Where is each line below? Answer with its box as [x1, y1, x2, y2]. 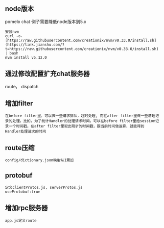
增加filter [5, 100, 33, 108]
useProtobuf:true [5, 189, 41, 195]
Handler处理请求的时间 [5, 129, 47, 134]
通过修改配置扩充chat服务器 [5, 70, 90, 78]
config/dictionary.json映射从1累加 [5, 158, 74, 163]
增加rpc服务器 [5, 204, 48, 212]
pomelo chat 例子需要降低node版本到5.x [5, 19, 87, 25]
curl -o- [5, 33, 23, 38]
